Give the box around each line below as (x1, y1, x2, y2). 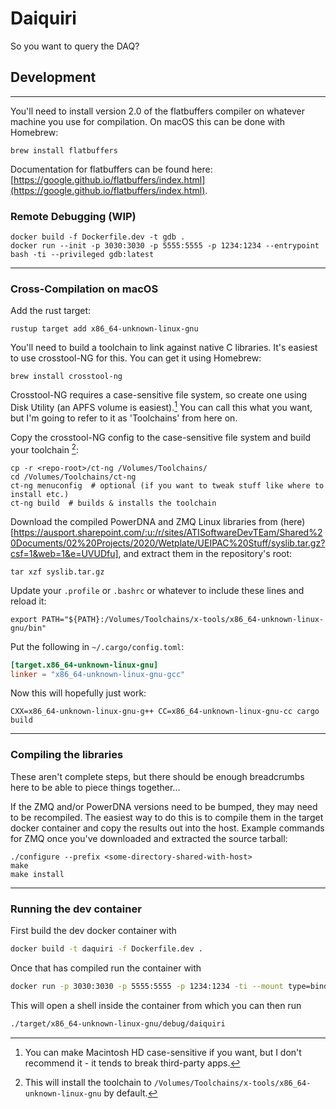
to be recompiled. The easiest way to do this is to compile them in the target (10, 811, 324, 823)
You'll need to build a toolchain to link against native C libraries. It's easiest (10, 342, 318, 354)
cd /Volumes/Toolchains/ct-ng (10, 472, 137, 482)
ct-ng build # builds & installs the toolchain (10, 498, 217, 508)
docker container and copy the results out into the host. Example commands (10, 822, 325, 834)
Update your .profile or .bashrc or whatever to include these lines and (10, 584, 305, 596)
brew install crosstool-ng (10, 372, 123, 382)
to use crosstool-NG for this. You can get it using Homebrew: (10, 352, 262, 364)
